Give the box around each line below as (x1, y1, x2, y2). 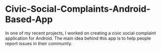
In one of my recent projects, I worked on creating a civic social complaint (5, 30, 156, 36)
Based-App (5, 14, 53, 25)
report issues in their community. (5, 40, 73, 46)
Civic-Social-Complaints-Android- (5, 3, 151, 15)
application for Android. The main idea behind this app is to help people (5, 35, 151, 41)
